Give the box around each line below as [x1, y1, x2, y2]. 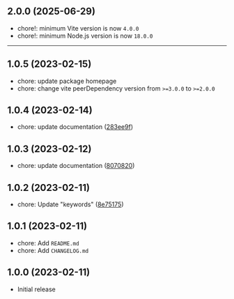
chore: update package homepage [17, 77, 117, 85]
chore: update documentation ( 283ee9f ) [17, 123, 134, 131]
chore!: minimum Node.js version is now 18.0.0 [17, 31, 153, 40]
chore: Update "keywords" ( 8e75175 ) [17, 200, 124, 208]
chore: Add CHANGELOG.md [17, 246, 89, 254]
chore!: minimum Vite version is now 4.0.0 [17, 24, 139, 32]
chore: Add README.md [17, 238, 79, 247]
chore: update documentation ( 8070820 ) [17, 162, 135, 170]
